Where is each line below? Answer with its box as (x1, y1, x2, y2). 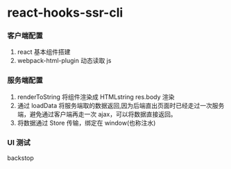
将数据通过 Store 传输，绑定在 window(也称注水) (17, 118, 156, 127)
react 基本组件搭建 (17, 48, 71, 56)
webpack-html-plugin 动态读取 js (17, 57, 112, 65)
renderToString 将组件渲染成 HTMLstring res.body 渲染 (17, 92, 175, 101)
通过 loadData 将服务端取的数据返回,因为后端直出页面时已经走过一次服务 (17, 101, 225, 109)
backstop (7, 154, 35, 162)
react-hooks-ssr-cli (7, 5, 123, 21)
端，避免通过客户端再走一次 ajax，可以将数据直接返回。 (17, 109, 177, 118)
